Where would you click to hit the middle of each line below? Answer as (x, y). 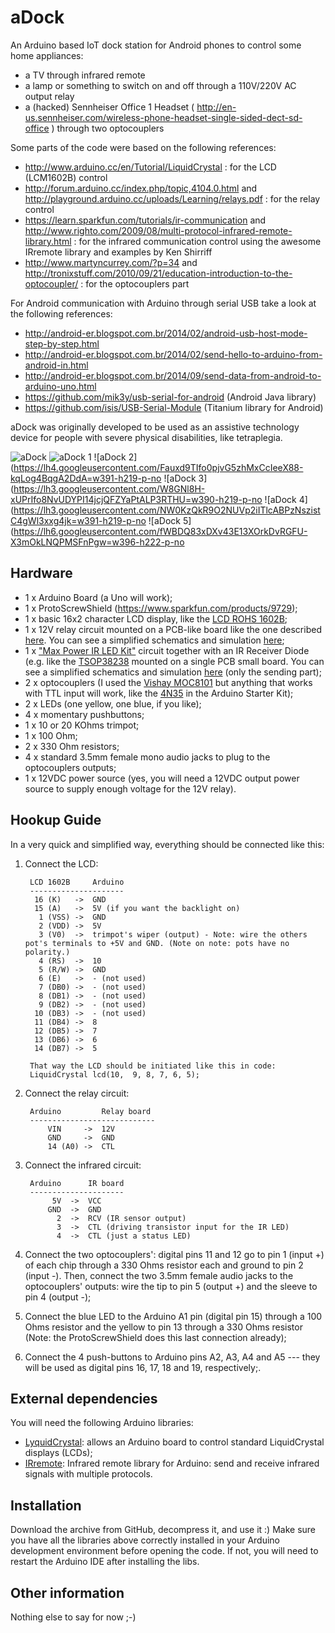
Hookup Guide (56, 820)
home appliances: (47, 55)
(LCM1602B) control (66, 177)
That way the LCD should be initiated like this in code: (153, 1066)
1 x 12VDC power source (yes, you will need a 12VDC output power (162, 778)
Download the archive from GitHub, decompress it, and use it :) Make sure (163, 1530)
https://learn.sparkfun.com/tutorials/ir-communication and (145, 220)
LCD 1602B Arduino (77, 882)
